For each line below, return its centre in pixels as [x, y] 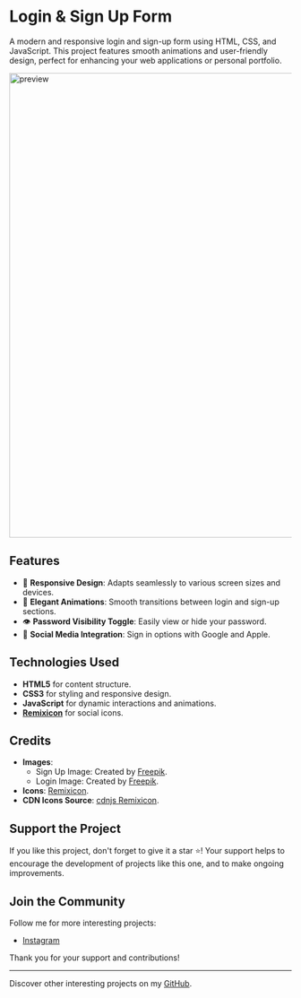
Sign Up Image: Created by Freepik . [101, 772]
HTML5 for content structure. [77, 684]
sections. [39, 611]
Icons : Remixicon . [56, 791]
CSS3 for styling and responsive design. [97, 693]
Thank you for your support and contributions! [95, 958]
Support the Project [65, 828]
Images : [38, 762]
